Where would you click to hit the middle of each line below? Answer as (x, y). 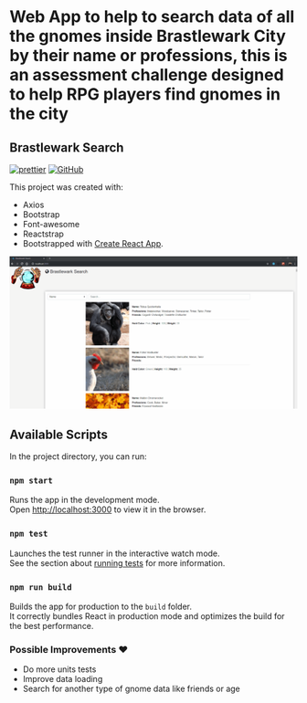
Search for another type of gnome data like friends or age (131, 689)
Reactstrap (43, 234)
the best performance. (52, 625)
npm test (29, 534)
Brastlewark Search (67, 147)
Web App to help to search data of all (152, 17)
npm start (31, 480)
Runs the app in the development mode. (85, 500)
